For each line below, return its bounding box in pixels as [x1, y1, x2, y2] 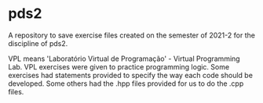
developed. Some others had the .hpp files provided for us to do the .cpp [8, 79, 244, 88]
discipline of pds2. [8, 38, 68, 48]
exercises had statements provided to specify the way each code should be [8, 70, 254, 80]
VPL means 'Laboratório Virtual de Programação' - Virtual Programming [8, 54, 241, 63]
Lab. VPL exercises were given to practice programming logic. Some [8, 62, 230, 71]
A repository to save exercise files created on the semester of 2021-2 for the [8, 30, 255, 40]
